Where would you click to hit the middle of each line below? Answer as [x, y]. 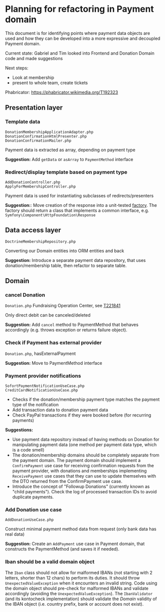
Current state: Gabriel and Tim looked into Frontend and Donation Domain [80, 53]
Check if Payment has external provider [53, 343]
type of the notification [35, 405]
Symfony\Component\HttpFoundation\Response [50, 215]
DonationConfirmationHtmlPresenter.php [46, 136]
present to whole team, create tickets [50, 83]
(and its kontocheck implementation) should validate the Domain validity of [81, 599]
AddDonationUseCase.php [30, 520]
